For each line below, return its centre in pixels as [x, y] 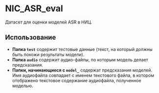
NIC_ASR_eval [34, 9]
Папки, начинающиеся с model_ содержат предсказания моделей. [82, 70]
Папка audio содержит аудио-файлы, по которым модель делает [80, 60]
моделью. [23, 86]
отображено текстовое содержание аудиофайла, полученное [77, 80]
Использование [31, 37]
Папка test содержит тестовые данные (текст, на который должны [82, 49]
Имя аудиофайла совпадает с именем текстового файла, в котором [83, 75]
